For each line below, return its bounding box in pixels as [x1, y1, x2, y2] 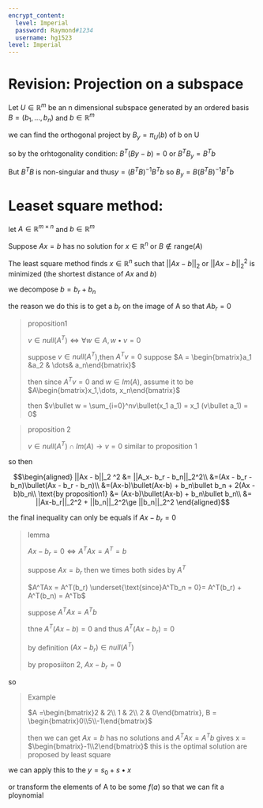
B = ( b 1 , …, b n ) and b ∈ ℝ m [8, 112, 95, 124]
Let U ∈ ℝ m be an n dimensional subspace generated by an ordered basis [8, 101, 250, 112]
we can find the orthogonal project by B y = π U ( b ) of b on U [8, 130, 200, 141]
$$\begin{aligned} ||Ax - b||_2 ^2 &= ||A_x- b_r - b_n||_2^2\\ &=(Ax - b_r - [13, 472, 253, 482]
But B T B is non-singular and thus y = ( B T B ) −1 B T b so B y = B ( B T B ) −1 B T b [8, 166, 235, 178]
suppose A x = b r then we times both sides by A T [27, 564, 186, 577]
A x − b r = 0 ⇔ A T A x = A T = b [27, 545, 127, 558]
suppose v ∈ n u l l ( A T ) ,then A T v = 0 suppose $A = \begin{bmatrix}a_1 [27, 350, 253, 361]
